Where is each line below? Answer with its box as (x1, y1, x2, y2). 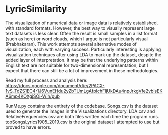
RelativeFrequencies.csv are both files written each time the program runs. (5, 113, 159, 119)
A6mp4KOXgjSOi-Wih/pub (5, 93, 60, 99)
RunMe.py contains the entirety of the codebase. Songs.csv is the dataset (5, 103, 158, 109)
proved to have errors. (5, 124, 52, 130)
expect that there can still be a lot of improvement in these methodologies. (5, 67, 159, 73)
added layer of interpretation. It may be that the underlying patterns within (5, 57, 158, 63)
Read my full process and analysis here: (5, 77, 88, 83)
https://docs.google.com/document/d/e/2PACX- (5, 82, 105, 88)
